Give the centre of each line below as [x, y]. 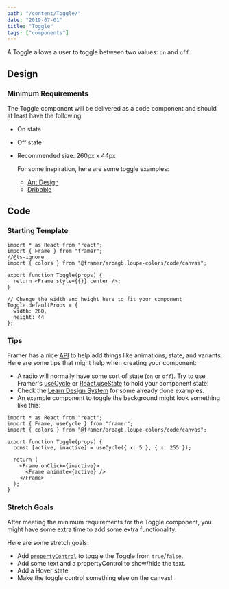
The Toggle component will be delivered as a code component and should [112, 108]
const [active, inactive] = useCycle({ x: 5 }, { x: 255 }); [103, 447]
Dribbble [39, 189]
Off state [29, 142]
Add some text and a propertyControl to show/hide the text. [101, 564]
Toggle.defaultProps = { [43, 305]
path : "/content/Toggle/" [44, 13]
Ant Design [43, 182]
